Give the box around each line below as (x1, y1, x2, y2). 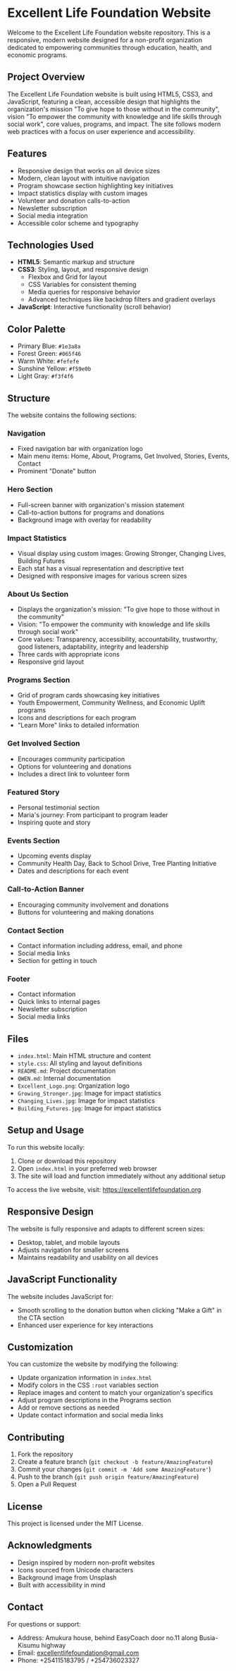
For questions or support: (7, 1620, 81, 1628)
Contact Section (7, 925, 65, 935)
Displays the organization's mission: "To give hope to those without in (17, 605, 221, 614)
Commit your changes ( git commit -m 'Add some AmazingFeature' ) (17, 1465, 211, 1474)
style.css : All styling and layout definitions (17, 1059, 142, 1068)
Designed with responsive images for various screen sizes (17, 571, 187, 580)
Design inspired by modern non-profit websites (17, 1558, 155, 1567)
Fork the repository (17, 1450, 74, 1459)
